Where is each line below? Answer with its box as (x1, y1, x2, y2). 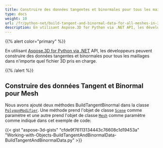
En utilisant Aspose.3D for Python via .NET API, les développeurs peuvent (5, 48, 152, 54)
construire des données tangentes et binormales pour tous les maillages (5, 53, 149, 59)
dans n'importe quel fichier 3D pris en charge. (5, 58, 97, 64)
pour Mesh (5, 89, 39, 98)
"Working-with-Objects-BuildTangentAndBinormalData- (5, 132, 117, 138)
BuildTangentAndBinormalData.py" (5, 137, 75, 143)
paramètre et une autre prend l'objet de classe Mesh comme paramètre (5, 112, 146, 118)
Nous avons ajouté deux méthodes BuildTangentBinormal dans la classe (5, 102, 149, 108)
